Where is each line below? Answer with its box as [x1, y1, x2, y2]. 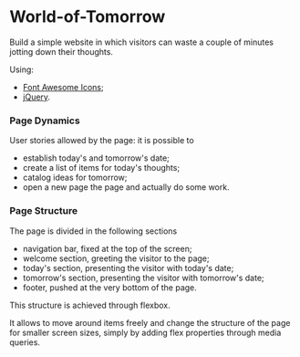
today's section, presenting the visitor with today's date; [22, 262, 234, 273]
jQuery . [22, 91, 51, 102]
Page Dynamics [9, 114, 80, 127]
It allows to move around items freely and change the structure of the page [9, 317, 291, 328]
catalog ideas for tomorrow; [22, 172, 128, 184]
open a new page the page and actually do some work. [22, 182, 230, 193]
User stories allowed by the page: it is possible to [9, 135, 194, 146]
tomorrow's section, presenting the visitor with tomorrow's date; [22, 272, 264, 283]
